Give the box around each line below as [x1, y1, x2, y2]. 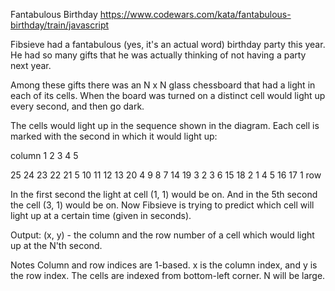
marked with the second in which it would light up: [10, 130, 218, 142]
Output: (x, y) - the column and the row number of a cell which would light [10, 229, 315, 241]
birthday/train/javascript [10, 19, 110, 31]
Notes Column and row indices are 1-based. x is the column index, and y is [10, 259, 318, 271]
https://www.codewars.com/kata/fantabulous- [99, 9, 292, 20]
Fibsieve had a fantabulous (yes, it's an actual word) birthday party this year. [10, 39, 326, 50]
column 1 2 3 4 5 [10, 150, 79, 161]
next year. [10, 60, 52, 71]
